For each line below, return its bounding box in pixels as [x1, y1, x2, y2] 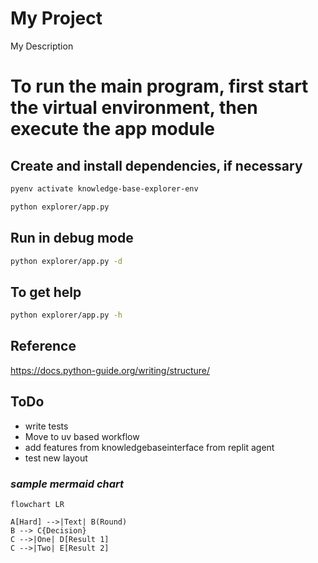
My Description [10, 40, 74, 52]
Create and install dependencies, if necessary [10, 157, 303, 174]
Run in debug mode [10, 230, 134, 247]
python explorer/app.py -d [10, 256, 123, 266]
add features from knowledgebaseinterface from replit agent [24, 441, 275, 453]
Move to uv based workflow [24, 430, 140, 442]
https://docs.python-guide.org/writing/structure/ [10, 364, 211, 376]
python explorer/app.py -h [10, 310, 123, 321]
